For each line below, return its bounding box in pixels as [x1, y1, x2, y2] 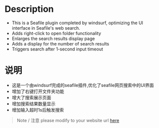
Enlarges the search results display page [11, 36, 95, 42]
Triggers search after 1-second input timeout [11, 46, 104, 52]
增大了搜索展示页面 [11, 94, 52, 100]
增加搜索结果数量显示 [11, 100, 55, 107]
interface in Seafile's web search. [11, 25, 80, 31]
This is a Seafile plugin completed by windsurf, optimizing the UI [11, 20, 143, 26]
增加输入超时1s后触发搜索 [11, 107, 64, 113]
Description [4, 3, 54, 15]
